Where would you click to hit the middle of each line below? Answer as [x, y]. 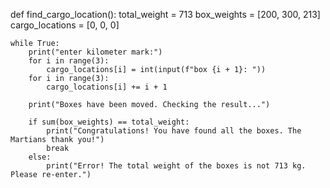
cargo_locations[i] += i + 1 [107, 87]
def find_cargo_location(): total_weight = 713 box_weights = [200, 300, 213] [165, 14]
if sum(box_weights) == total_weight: [109, 122]
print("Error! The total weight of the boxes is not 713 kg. [176, 166]
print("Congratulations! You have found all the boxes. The [174, 131]
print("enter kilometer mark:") [95, 52]
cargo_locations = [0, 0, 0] [65, 25]
